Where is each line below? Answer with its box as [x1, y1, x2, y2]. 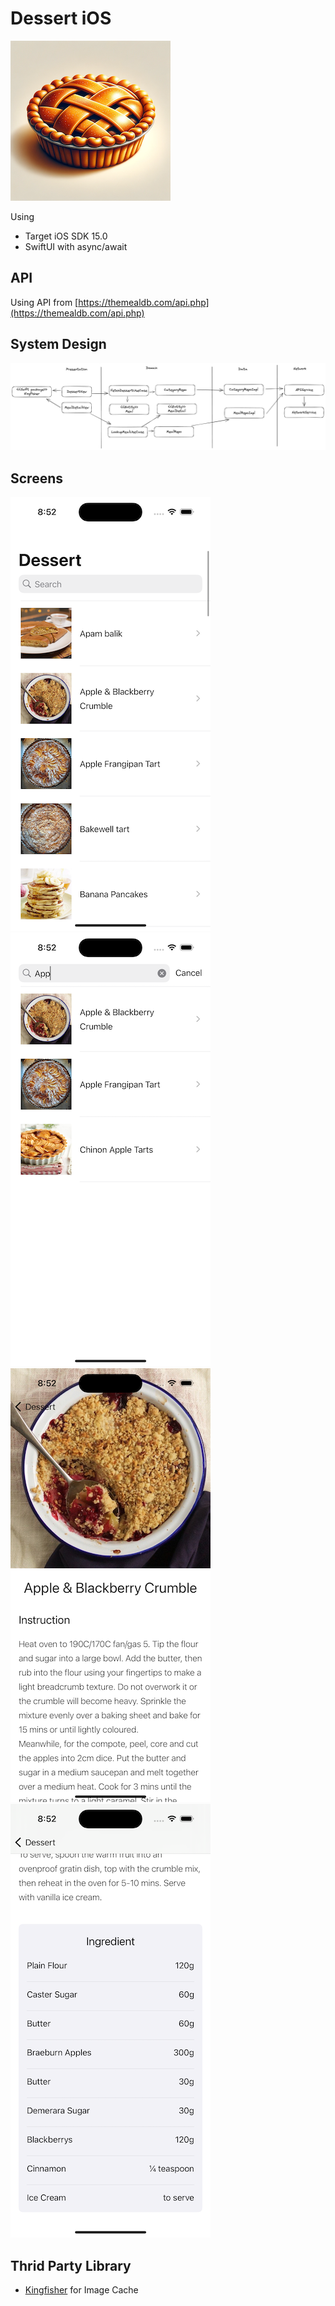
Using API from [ [10, 296, 79, 308]
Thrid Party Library [10, 2257, 132, 2274]
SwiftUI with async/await [24, 240, 128, 252]
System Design [10, 336, 107, 353]
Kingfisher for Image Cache [24, 2283, 139, 2296]
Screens [10, 470, 63, 487]
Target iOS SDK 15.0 [24, 230, 108, 242]
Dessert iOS [10, 7, 112, 30]
